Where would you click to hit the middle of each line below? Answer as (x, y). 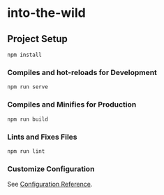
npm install (24, 55)
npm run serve (28, 87)
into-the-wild (46, 13)
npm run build (28, 119)
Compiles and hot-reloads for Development (82, 72)
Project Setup (38, 39)
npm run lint (26, 151)
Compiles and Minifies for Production (72, 105)
